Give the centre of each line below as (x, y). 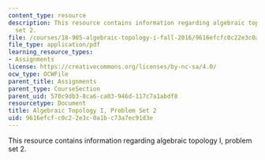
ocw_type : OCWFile (38, 74)
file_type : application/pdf (54, 45)
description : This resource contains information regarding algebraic (127, 23)
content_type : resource (47, 15)
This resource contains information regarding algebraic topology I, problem (130, 140)
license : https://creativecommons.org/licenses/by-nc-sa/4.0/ (112, 67)
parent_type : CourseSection (54, 89)
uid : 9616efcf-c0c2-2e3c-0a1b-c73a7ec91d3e (81, 118)
